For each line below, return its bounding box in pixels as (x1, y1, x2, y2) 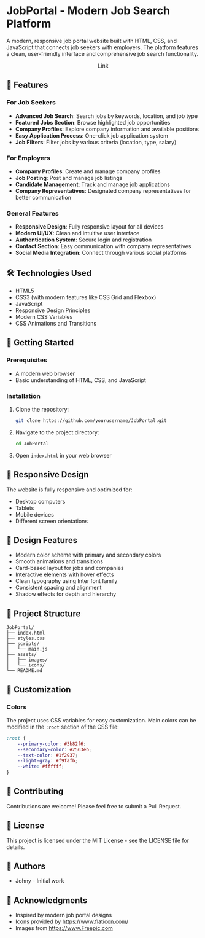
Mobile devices (15, 510, 54, 518)
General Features (6, 209, 60, 217)
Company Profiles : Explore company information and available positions (15, 125, 199, 133)
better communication (15, 193, 72, 201)
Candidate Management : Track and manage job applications (15, 181, 171, 188)
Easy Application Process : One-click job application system (15, 131, 169, 139)
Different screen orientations (15, 517, 88, 525)
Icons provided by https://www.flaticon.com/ (15, 918, 129, 925)
